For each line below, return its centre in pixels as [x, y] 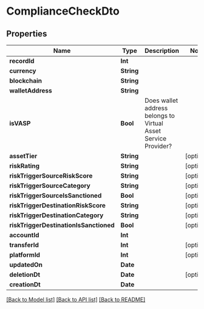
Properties [27, 34]
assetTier [23, 156]
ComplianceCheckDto [63, 11]
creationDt [25, 284]
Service [156, 138]
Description [162, 51]
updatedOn [26, 265]
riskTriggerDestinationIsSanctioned [62, 225]
